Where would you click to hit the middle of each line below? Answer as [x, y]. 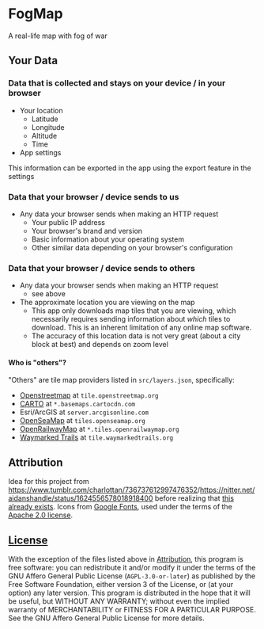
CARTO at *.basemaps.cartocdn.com [77, 404]
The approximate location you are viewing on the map [107, 303]
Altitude [44, 135]
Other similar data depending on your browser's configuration [132, 247]
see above [48, 294]
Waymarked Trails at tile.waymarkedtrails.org [96, 437]
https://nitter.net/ [228, 490]
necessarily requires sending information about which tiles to [131, 319]
